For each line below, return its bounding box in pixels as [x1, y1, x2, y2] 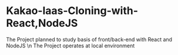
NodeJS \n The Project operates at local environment [6, 42, 135, 49]
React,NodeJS [6, 16, 78, 30]
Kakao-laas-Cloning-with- [6, 4, 138, 18]
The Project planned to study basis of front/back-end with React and [6, 36, 172, 43]
